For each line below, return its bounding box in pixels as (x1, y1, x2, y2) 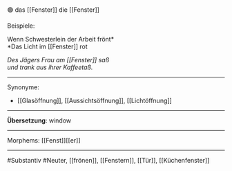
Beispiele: (7, 21, 35, 30)
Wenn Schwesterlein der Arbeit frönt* (7, 35, 115, 43)
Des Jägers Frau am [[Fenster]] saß (7, 56, 110, 64)
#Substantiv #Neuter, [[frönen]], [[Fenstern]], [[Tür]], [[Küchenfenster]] (7, 156, 210, 164)
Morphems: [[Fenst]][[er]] (7, 136, 81, 144)
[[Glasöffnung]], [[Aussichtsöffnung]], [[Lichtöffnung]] (17, 96, 173, 105)
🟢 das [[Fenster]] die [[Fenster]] (7, 6, 100, 14)
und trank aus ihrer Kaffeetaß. (7, 63, 93, 71)
